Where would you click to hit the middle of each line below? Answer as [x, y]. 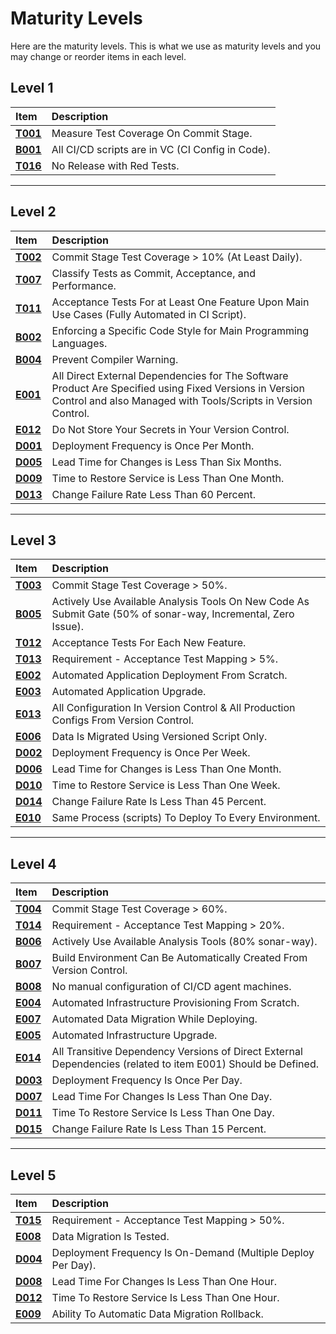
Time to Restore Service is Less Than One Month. [168, 478]
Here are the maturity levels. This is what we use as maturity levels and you [166, 46]
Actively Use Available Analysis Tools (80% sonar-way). [184, 942]
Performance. [84, 285]
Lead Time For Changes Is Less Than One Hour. [164, 1281]
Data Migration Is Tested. [110, 1236]
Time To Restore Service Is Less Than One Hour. [165, 1297]
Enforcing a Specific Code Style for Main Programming [180, 330]
